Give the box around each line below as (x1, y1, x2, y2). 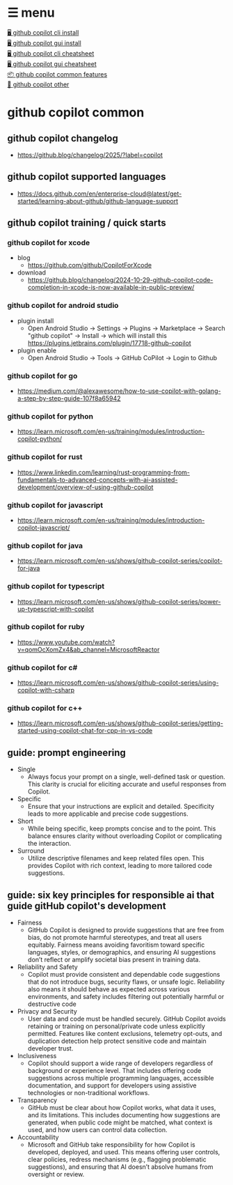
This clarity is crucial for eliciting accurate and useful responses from (27, 780, 227, 789)
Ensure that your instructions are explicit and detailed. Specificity (27, 803, 214, 811)
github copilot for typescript (7, 582, 105, 591)
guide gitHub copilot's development (7, 900, 166, 912)
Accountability (17, 1133, 59, 1142)
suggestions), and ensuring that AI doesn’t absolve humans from (27, 1163, 214, 1171)
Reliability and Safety (17, 963, 78, 971)
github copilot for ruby (7, 622, 85, 632)
